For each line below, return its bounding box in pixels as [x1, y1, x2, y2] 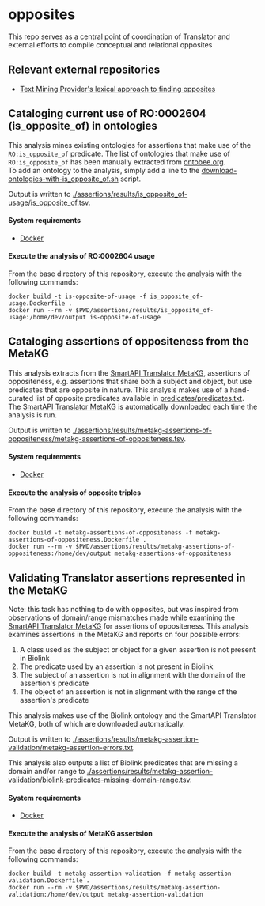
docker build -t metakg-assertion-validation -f [8, 870, 172, 878]
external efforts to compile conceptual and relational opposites [8, 40, 213, 49]
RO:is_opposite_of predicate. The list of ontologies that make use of [8, 149, 231, 158]
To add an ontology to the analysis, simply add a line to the [8, 165, 200, 175]
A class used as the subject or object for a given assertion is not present [19, 645, 256, 654]
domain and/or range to [8, 767, 85, 776]
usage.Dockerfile [8, 299, 66, 308]
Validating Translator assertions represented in [8, 571, 246, 584]
